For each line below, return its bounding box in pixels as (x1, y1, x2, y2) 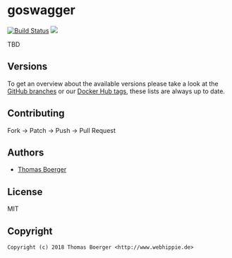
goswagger (7, 2, 75, 18)
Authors (7, 146, 44, 158)
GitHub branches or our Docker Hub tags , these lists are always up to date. (7, 87, 226, 95)
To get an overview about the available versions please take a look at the (7, 79, 219, 88)
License (7, 186, 43, 198)
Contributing (7, 107, 65, 119)
